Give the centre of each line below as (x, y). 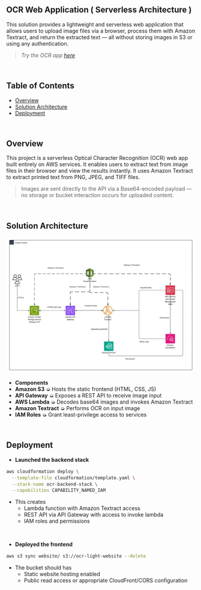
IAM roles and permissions (57, 521)
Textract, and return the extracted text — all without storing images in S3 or (100, 37)
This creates (30, 502)
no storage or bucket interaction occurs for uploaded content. (97, 195)
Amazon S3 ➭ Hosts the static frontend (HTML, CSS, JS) (85, 389)
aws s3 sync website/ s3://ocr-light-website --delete (76, 556)
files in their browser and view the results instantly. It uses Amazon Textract (100, 171)
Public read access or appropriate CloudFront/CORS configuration (106, 580)
